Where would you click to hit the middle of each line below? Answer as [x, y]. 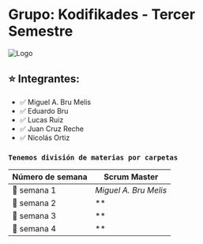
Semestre [41, 31]
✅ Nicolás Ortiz [45, 137]
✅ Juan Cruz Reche [52, 129]
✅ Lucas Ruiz [41, 119]
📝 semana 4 [34, 229]
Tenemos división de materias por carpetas [93, 157]
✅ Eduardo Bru [44, 111]
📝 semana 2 [34, 203]
